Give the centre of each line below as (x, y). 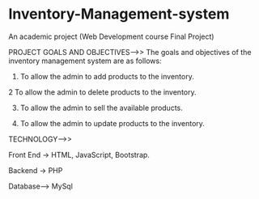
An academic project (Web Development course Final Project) (111, 36)
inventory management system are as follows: (85, 61)
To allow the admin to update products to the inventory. (112, 123)
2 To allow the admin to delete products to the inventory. (102, 92)
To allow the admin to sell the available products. (102, 108)
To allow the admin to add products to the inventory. (107, 76)
